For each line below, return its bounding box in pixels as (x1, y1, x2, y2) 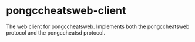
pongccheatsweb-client (6, 4, 126, 17)
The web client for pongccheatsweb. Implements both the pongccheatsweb (6, 23, 190, 30)
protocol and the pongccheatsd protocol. (6, 29, 106, 36)
